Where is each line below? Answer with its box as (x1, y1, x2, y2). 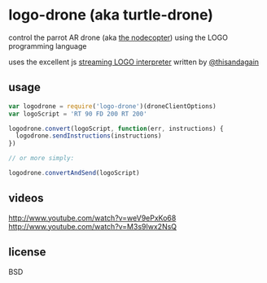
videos (8, 191, 44, 205)
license (8, 246, 46, 259)
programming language (8, 41, 87, 50)
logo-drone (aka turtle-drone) (8, 6, 214, 24)
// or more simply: (8, 155, 75, 163)
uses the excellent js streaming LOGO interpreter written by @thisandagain (8, 57, 259, 67)
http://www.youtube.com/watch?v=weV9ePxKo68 (8, 213, 177, 223)
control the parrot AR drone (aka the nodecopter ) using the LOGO (8, 33, 228, 42)
